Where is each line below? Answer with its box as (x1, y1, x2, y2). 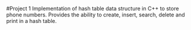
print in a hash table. (6, 18, 57, 24)
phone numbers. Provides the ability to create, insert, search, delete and (6, 11, 185, 18)
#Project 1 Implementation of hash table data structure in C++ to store (6, 5, 179, 12)
